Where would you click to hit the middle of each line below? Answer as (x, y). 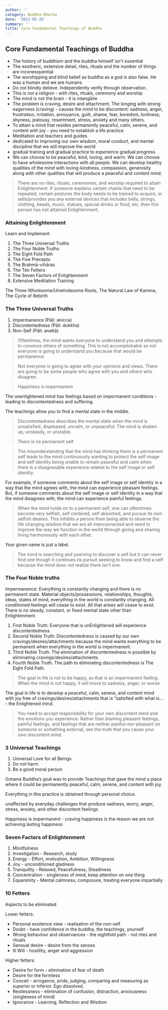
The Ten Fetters (29, 270)
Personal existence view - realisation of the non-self (66, 924)
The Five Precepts (31, 259)
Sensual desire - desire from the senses (54, 945)
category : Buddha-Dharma (31, 15)
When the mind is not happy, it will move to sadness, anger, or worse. (89, 683)
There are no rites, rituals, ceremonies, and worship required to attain (89, 183)
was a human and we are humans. (48, 82)
